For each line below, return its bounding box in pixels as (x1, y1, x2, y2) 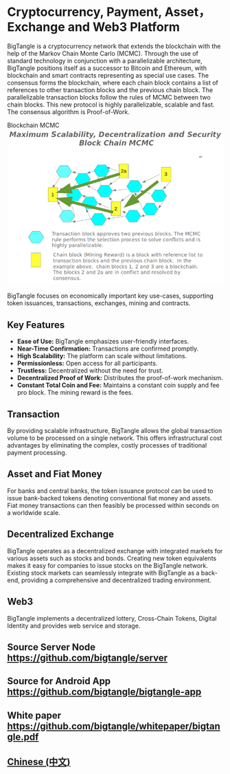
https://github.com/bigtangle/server (7, 652, 168, 663)
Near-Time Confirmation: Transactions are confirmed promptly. (16, 344, 199, 353)
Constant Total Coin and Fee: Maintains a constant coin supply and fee (16, 381, 220, 390)
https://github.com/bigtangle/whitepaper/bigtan (7, 720, 221, 732)
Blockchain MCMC (7, 121, 60, 129)
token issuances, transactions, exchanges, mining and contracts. (7, 299, 191, 307)
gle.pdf (7, 731, 39, 742)
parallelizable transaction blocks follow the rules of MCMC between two (7, 93, 211, 101)
